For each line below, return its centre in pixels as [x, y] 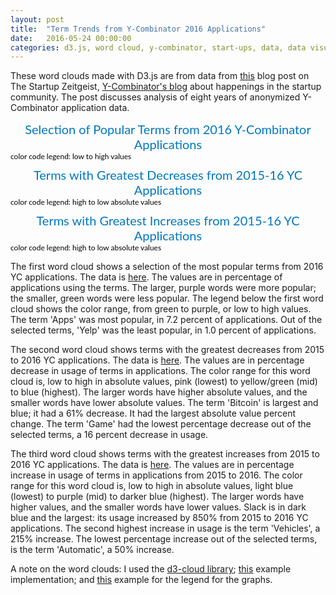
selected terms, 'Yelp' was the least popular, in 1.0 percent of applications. [163, 330]
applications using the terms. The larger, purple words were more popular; [163, 288]
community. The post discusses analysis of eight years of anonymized [155, 97]
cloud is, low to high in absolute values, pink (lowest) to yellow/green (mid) [164, 382]
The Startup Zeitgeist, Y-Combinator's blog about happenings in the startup [166, 87]
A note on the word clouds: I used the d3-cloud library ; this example [151, 569]
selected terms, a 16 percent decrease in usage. [109, 435]
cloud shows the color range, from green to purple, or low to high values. [161, 309]
